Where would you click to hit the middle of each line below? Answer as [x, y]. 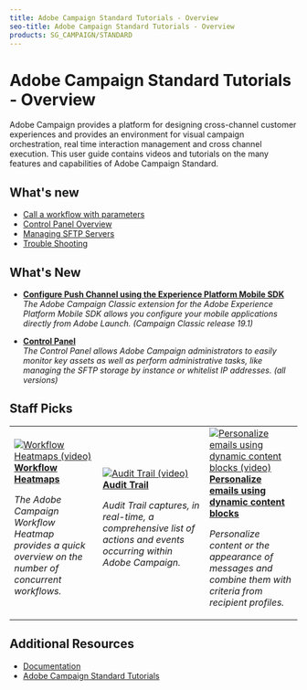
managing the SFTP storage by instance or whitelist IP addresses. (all [154, 370]
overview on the [48, 557]
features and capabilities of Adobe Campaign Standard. [114, 164]
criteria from [236, 590]
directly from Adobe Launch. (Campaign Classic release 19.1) [138, 323]
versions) [40, 379]
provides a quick [50, 545]
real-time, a [128, 516]
